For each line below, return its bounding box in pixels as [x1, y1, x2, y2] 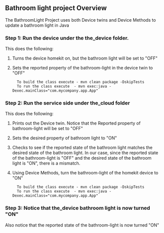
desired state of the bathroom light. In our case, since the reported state [12, 150, 159, 156]
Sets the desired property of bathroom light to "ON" [12, 135, 117, 141]
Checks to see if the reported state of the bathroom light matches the [12, 145, 153, 151]
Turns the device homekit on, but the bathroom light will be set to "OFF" [12, 55, 158, 61]
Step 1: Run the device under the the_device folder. [5, 34, 129, 41]
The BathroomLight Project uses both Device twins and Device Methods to [5, 17, 156, 23]
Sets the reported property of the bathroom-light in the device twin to [12, 65, 153, 71]
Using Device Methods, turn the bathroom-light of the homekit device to [12, 170, 159, 176]
